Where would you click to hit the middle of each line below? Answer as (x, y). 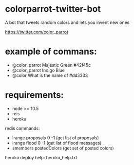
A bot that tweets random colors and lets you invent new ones (67, 22)
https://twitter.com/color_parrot (37, 32)
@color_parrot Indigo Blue (38, 70)
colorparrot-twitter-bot (53, 9)
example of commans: (51, 52)
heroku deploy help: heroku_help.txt (41, 157)
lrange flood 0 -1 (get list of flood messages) (57, 143)
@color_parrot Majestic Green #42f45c (51, 65)
